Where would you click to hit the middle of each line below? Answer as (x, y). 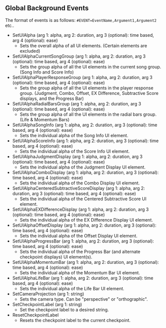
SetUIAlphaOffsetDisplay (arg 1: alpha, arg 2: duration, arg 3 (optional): (84, 225)
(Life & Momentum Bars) (45, 119)
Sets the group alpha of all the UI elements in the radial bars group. (88, 114)
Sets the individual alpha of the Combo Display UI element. (80, 183)
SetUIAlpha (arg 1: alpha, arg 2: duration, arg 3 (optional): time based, (83, 35)
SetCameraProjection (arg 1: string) (48, 294)
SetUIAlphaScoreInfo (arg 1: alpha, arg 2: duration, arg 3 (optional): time (85, 141)
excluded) (30, 51)
